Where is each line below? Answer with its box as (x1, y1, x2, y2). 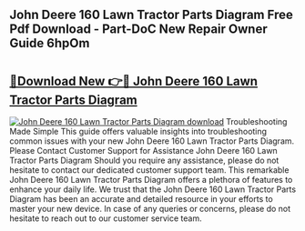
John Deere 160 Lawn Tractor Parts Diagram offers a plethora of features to (9, 175, 293, 185)
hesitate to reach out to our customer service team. (9, 213, 202, 224)
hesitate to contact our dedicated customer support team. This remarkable (9, 165, 290, 176)
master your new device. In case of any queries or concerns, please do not (9, 204, 291, 214)
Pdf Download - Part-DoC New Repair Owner (9, 22, 268, 37)
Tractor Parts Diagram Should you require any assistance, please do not (9, 155, 280, 166)
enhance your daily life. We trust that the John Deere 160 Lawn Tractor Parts (9, 184, 297, 195)
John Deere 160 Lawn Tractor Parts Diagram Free (9, 7, 293, 23)
